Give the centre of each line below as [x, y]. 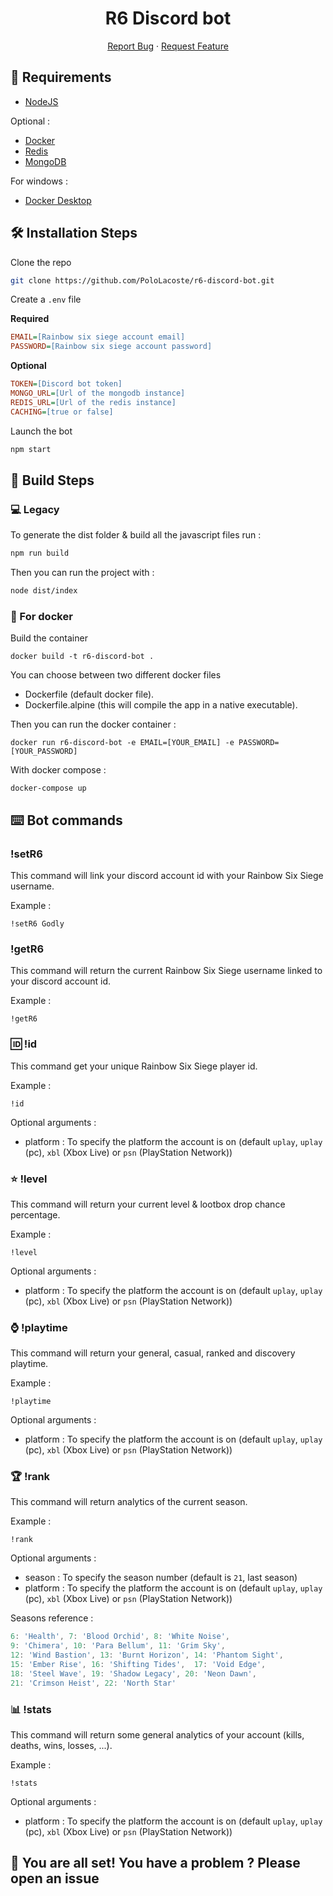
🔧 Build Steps [52, 480]
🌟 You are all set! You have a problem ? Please [155, 1863]
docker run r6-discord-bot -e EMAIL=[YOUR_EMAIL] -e [122, 743]
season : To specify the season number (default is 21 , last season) [161, 1578]
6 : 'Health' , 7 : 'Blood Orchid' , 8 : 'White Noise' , [120, 1637]
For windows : [39, 181]
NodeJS [41, 101]
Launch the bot [41, 431]
